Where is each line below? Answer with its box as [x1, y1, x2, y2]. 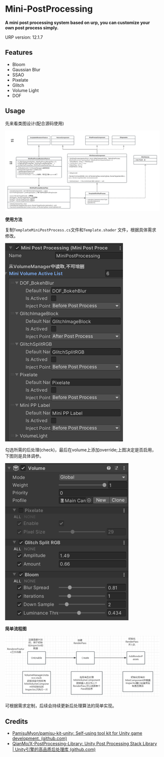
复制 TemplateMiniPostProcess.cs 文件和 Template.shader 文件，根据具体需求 [5, 226, 157, 233]
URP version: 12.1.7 [5, 34, 43, 40]
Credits [5, 717, 28, 726]
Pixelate [12, 77, 28, 83]
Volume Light [12, 87, 39, 93]
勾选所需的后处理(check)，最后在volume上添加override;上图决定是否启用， [5, 446, 157, 453]
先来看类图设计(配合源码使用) [5, 120, 65, 126]
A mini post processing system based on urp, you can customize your [5, 20, 150, 25]
